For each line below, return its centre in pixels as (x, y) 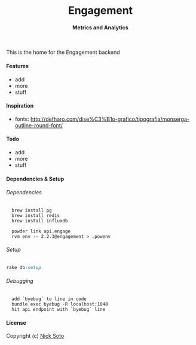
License (16, 322)
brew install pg (32, 210)
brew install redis (36, 215)
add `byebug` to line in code (49, 299)
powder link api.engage (41, 231)
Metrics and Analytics (100, 28)
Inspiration (20, 106)
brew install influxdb (40, 221)
